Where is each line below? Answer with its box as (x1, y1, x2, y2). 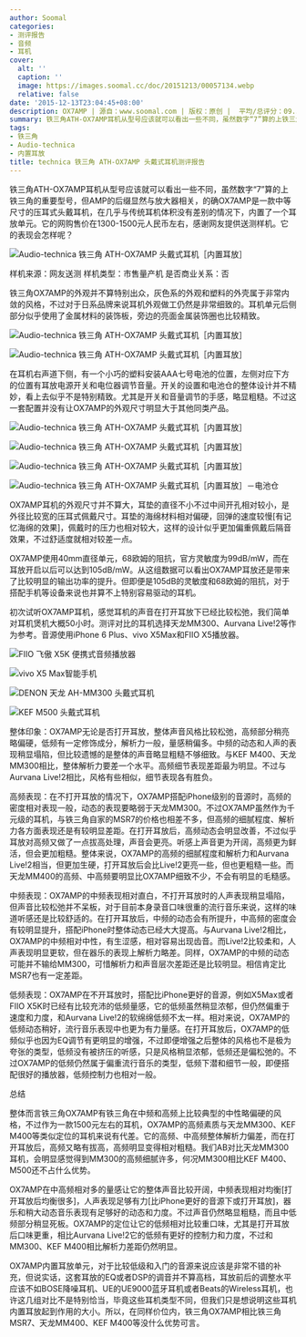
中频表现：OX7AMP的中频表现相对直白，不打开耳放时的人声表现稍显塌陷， (9, 890, 290, 900)
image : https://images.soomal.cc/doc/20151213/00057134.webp (17, 81, 255, 90)
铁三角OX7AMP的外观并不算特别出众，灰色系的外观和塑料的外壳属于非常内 (9, 287, 290, 298)
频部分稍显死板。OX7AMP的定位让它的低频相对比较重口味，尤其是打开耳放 (9, 1218, 290, 1229)
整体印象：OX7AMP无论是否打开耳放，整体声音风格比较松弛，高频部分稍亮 (9, 725, 290, 736)
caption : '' (17, 73, 64, 82)
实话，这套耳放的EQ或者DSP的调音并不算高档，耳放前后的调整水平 (40, 1271, 292, 1282)
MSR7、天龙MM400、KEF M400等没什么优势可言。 (9, 1317, 205, 1328)
